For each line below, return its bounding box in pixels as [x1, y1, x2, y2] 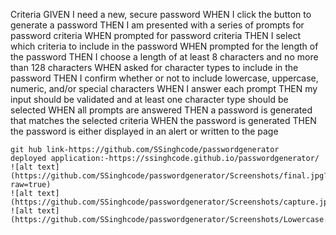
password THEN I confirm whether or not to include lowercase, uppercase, [10, 72, 319, 84]
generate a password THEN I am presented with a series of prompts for [10, 19, 305, 31]
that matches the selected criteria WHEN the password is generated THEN [10, 115, 317, 126]
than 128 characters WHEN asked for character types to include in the [10, 62, 299, 73]
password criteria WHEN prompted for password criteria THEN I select [10, 30, 302, 41]
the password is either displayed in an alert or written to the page [10, 125, 279, 137]
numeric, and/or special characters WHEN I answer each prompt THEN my [10, 83, 318, 94]
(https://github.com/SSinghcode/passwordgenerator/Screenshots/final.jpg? [10, 171, 329, 181]
